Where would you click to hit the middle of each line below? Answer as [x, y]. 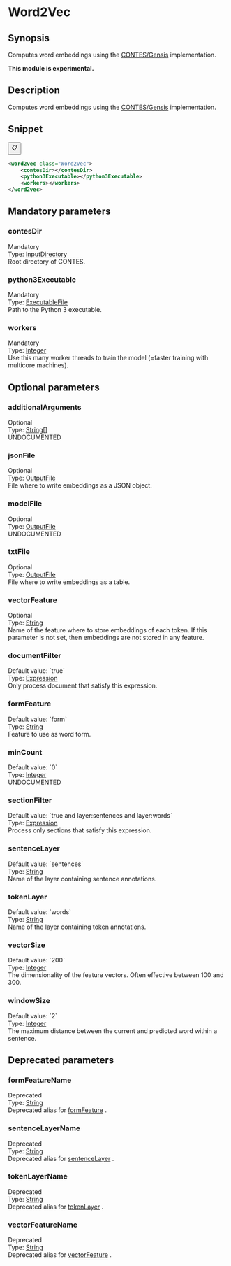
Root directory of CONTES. [47, 261]
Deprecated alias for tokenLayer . [56, 1207]
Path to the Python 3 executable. [55, 309]
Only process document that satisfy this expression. [83, 685]
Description [34, 91]
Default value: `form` [37, 719]
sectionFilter [30, 800]
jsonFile [22, 455]
